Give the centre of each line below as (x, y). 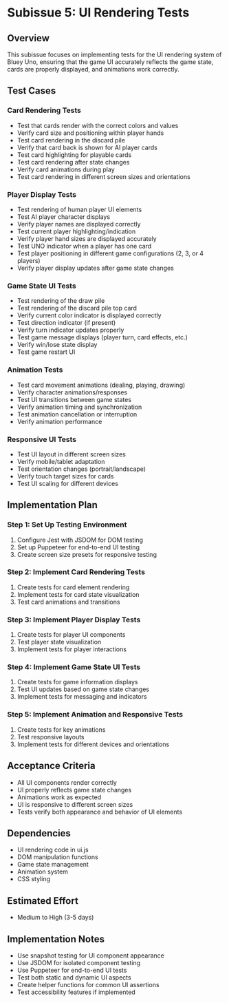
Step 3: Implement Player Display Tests (74, 620)
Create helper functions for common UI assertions (88, 985)
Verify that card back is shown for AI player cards (87, 147)
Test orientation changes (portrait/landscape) (81, 469)
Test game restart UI (46, 352)
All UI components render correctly (67, 782)
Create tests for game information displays (77, 682)
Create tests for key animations (61, 729)
